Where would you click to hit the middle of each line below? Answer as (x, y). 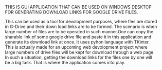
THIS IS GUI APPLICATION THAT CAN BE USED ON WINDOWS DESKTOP (78, 7)
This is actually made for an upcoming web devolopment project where (76, 47)
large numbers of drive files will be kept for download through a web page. (80, 52)
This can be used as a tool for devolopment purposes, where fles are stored (81, 21)
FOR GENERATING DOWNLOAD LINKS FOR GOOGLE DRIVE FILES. (72, 12)
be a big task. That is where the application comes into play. (65, 63)
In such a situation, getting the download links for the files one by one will (79, 57)
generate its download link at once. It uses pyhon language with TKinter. (77, 42)
